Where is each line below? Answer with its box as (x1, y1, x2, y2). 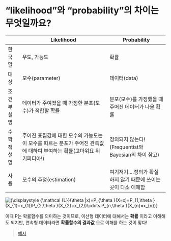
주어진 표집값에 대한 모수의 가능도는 (22, 132, 103, 139)
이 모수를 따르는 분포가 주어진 (22, 139, 89, 147)
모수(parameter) (22, 75, 61, 82)
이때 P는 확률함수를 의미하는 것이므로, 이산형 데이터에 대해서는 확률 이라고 (5, 213, 152, 219)
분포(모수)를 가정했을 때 (109, 95, 163, 103)
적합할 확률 (35, 107, 60, 114)
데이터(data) (109, 75, 138, 82)
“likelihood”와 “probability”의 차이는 (5, 5, 159, 16)
